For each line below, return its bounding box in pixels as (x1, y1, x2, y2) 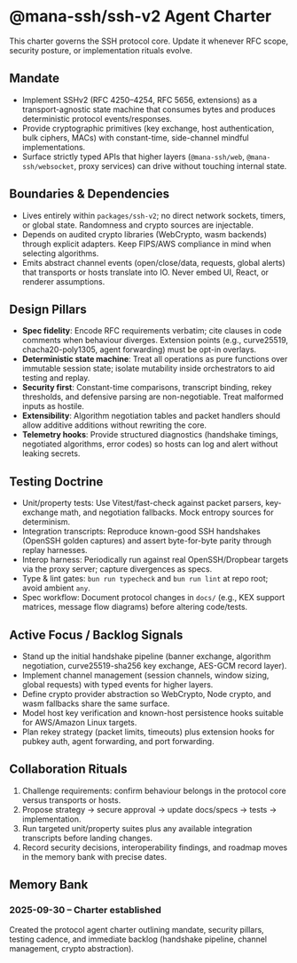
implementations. (21, 141, 86, 152)
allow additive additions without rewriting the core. (21, 420, 207, 430)
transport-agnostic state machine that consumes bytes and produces (21, 104, 277, 115)
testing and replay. (21, 373, 90, 383)
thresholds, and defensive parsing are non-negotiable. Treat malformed (21, 391, 284, 402)
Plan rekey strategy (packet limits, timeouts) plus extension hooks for (21, 726, 275, 737)
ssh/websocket (21, 162, 74, 171)
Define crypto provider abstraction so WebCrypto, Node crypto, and (21, 689, 272, 699)
